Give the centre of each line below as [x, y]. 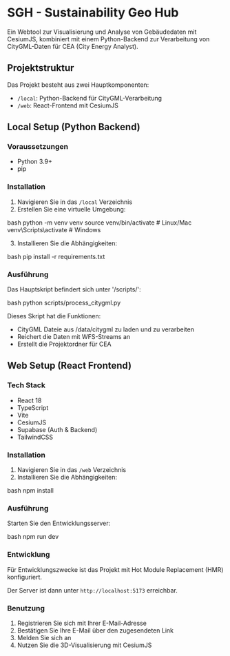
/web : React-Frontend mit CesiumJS [67, 105]
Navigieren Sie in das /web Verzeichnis [72, 470]
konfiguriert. [25, 577]
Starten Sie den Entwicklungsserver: [59, 523]
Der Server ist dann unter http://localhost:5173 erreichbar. [92, 590]
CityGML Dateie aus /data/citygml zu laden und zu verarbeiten [106, 329]
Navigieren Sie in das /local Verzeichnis [75, 202]
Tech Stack [27, 385]
